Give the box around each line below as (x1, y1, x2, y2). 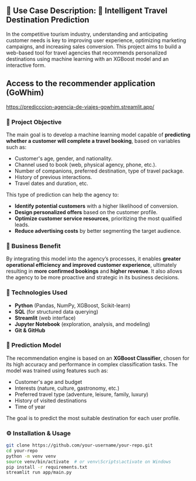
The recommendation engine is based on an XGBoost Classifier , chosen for (6, 355, 190, 362)
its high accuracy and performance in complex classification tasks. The (6, 360, 178, 367)
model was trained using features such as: (6, 367, 108, 374)
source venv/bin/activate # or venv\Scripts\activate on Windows (6, 459, 171, 465)
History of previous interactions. (14, 173, 92, 180)
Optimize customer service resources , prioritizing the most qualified (14, 215, 183, 222)
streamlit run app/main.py (6, 469, 72, 476)
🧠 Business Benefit (6, 242, 61, 250)
